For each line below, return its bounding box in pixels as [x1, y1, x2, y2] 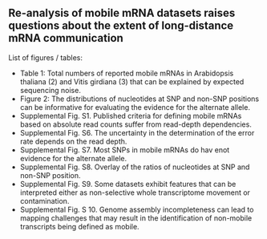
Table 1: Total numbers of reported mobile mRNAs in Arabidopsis [19, 68, 234, 78]
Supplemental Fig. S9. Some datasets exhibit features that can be [19, 179, 237, 188]
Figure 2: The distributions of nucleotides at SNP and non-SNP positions [19, 94, 259, 103]
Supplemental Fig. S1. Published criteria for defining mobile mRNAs [19, 111, 242, 120]
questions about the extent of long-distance [8, 19, 234, 33]
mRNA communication [8, 31, 124, 45]
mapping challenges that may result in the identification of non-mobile [19, 213, 253, 223]
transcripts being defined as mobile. [19, 221, 140, 231]
